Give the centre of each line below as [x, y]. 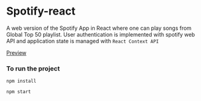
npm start [19, 92]
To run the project [33, 68]
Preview [16, 52]
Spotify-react [41, 11]
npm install [21, 81]
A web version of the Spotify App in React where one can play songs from [99, 28]
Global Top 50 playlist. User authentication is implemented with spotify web [101, 34]
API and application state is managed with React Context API [83, 41]
